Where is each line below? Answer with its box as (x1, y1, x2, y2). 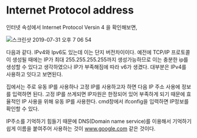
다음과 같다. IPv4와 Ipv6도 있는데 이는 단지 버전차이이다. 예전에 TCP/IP (6, 48, 170, 56)
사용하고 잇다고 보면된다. (6, 70, 63, 78)
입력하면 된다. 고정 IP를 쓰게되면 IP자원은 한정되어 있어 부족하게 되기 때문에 (12, 90, 185, 97)
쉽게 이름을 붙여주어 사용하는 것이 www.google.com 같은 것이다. (6, 124, 156, 132)
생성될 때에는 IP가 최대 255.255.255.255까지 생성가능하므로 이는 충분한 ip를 (12, 56, 189, 63)
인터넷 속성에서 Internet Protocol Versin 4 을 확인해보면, (6, 23, 137, 31)
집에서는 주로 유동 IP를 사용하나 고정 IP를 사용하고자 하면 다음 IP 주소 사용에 (6, 83, 180, 90)
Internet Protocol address (6, 4, 134, 17)
